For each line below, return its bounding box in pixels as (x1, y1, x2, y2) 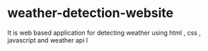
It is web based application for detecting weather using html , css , (7, 28, 202, 37)
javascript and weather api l (7, 35, 88, 44)
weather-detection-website (7, 5, 174, 21)
